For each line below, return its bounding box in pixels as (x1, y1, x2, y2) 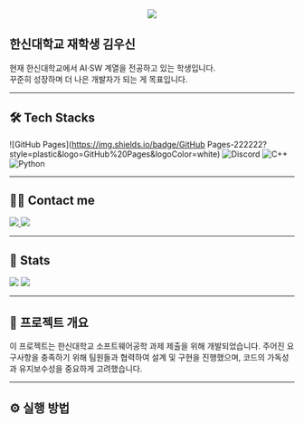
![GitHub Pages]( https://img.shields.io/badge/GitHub (9, 139, 205, 149)
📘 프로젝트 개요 (9, 314, 89, 330)
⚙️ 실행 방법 (9, 400, 71, 416)
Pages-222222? (206, 139, 267, 149)
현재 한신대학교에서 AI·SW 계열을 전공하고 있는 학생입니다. (9, 63, 216, 73)
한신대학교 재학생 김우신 (9, 36, 136, 53)
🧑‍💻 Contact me (9, 193, 95, 208)
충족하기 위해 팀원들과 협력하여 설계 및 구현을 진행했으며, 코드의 (40, 352, 265, 363)
